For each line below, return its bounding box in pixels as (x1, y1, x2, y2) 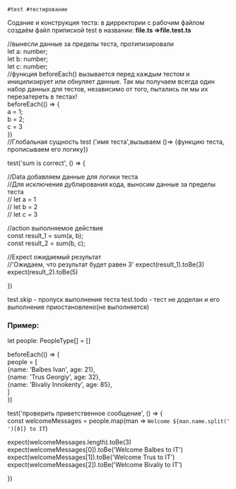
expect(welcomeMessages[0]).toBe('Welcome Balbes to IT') (7, 446, 184, 454)
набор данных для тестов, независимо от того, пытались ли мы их (7, 85, 208, 93)
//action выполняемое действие (7, 224, 104, 232)
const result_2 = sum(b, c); (7, 239, 86, 247)
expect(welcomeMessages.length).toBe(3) (7, 438, 132, 446)
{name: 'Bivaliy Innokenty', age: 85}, (7, 381, 113, 389)
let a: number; (7, 47, 48, 55)
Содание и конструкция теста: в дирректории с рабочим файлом (7, 18, 205, 27)
